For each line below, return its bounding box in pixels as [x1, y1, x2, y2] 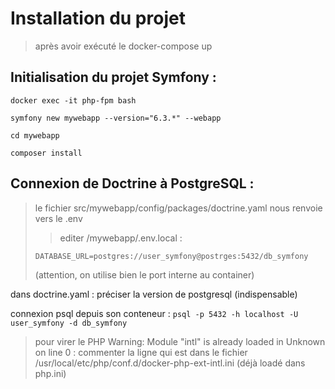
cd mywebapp [10, 130, 60, 141]
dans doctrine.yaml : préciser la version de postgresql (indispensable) [10, 288, 298, 300]
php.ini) [34, 367, 67, 379]
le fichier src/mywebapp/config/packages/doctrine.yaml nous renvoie [34, 202, 323, 214]
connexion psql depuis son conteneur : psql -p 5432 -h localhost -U [10, 307, 299, 319]
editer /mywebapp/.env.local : [59, 232, 183, 244]
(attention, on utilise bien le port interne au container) [34, 268, 255, 281]
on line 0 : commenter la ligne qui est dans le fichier [34, 346, 248, 358]
